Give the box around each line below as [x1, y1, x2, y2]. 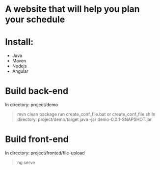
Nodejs [12, 63, 27, 69]
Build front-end [5, 134, 69, 145]
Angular [12, 68, 28, 74]
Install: [5, 36, 34, 48]
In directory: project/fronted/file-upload [5, 150, 85, 156]
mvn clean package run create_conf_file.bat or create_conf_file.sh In [17, 112, 156, 117]
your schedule [5, 14, 65, 25]
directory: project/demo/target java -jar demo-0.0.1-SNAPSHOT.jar [17, 116, 152, 122]
